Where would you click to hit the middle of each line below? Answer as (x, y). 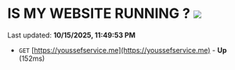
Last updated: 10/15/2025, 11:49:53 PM (72, 35)
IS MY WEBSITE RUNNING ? (99, 14)
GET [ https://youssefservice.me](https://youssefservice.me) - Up (123, 50)
